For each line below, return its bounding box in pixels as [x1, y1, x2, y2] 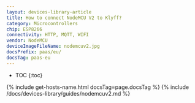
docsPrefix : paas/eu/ [6, 49, 62, 55]
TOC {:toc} [15, 71, 43, 78]
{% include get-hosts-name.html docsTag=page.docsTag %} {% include [6, 83, 189, 91]
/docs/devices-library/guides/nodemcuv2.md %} [6, 90, 131, 97]
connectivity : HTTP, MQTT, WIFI [6, 32, 89, 38]
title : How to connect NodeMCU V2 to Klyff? [6, 15, 122, 21]
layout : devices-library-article [6, 9, 92, 15]
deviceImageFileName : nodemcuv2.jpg [6, 44, 100, 50]
